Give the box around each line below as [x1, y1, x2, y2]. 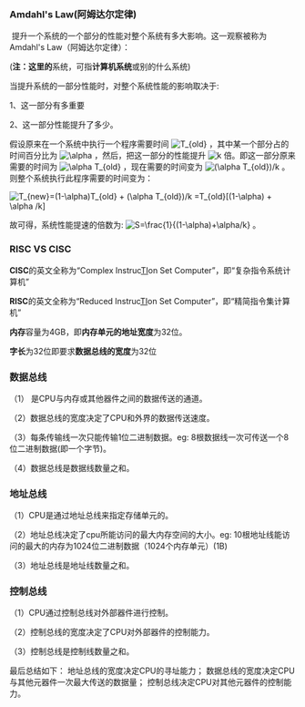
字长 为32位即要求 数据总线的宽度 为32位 [9, 345, 158, 356]
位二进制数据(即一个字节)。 [9, 443, 112, 454]
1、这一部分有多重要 [9, 100, 85, 111]
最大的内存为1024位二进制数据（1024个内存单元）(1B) [25, 540, 228, 552]
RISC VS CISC [9, 243, 72, 256]
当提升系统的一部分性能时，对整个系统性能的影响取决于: [9, 80, 220, 92]
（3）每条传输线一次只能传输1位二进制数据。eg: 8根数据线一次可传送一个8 [9, 431, 290, 443]
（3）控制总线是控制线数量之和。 [9, 646, 135, 657]
